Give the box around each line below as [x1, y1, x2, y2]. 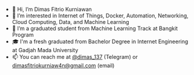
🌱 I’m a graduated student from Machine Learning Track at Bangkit [11, 25, 178, 32]
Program [11, 31, 34, 38]
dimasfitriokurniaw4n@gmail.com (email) [11, 62, 115, 69]
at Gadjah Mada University [11, 47, 79, 53]
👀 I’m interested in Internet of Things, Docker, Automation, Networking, [11, 12, 189, 19]
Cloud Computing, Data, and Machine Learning [11, 19, 129, 25]
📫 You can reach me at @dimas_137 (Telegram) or [11, 53, 138, 60]
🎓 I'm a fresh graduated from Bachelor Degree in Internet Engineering [11, 38, 189, 45]
